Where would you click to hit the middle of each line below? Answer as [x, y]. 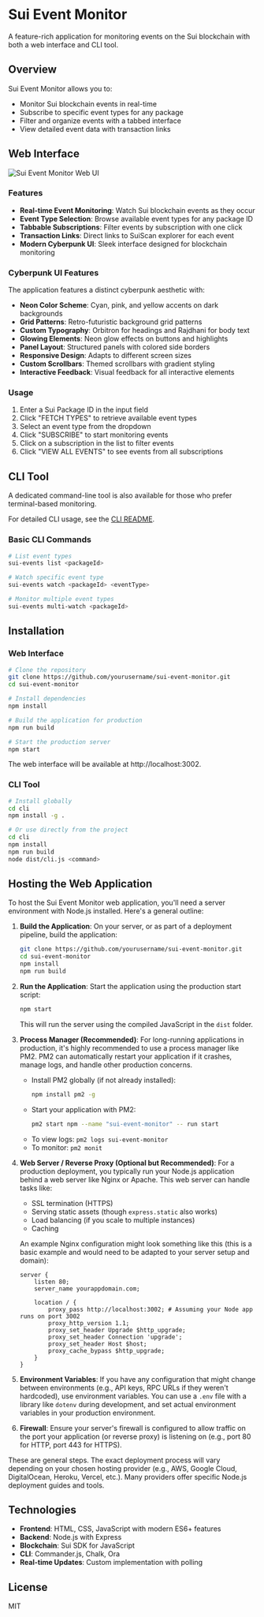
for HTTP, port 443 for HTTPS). [71, 1444]
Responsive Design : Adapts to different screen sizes [105, 356]
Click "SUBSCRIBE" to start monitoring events [94, 435]
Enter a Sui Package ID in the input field [84, 410]
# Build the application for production [76, 720]
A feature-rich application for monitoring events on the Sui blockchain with [129, 36]
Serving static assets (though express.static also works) [125, 1212]
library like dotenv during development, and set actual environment [128, 1404]
